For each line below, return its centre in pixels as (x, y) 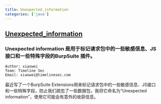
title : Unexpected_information (37, 10)
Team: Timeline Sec (25, 71)
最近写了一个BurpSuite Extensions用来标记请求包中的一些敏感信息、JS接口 (80, 85)
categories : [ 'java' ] (27, 14)
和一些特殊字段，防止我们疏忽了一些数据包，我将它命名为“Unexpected (76, 91)
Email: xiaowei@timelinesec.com (38, 75)
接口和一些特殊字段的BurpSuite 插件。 (50, 56)
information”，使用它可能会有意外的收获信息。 (52, 97)
